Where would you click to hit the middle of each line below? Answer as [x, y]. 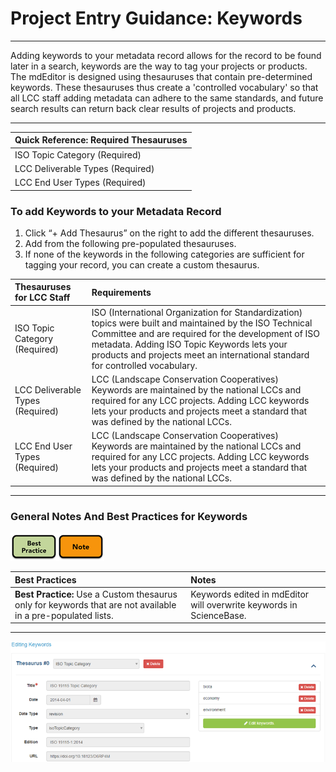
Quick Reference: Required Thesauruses [101, 140]
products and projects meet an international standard [200, 354]
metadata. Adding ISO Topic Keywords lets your [189, 344]
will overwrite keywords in [244, 604]
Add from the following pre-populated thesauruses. [130, 243]
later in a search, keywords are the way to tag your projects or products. [159, 66]
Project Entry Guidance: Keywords [156, 18]
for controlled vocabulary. [144, 365]
